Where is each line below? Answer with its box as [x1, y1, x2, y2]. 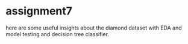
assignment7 [5, 4, 73, 18]
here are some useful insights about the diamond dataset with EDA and [5, 24, 182, 31]
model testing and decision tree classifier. [5, 30, 110, 37]
